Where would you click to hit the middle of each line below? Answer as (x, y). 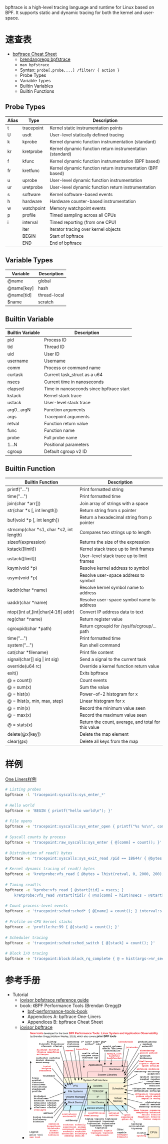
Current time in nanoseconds (74, 382)
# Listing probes (23, 789)
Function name (59, 430)
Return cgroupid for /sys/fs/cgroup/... (118, 626)
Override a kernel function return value (119, 666)
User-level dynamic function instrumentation (96, 180)
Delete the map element (104, 734)
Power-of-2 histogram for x (109, 694)
